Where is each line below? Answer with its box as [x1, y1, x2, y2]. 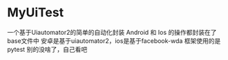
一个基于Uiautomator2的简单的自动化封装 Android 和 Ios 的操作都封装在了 [7, 28, 217, 36]
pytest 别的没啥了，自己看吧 [7, 45, 88, 53]
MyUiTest [7, 5, 64, 20]
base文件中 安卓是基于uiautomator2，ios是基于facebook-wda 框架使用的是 [7, 36, 221, 45]
